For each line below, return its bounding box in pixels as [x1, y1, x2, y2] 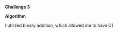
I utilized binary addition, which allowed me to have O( [5, 22, 113, 28]
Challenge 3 [5, 4, 30, 10]
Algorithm [5, 13, 26, 19]
